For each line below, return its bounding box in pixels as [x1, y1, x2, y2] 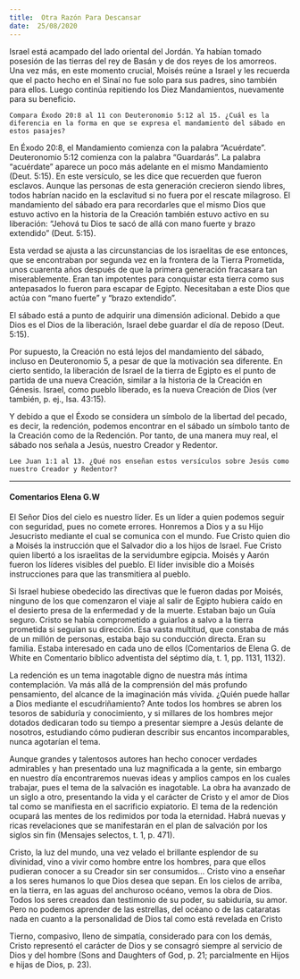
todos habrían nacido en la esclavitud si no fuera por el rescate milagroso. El [9, 190, 291, 200]
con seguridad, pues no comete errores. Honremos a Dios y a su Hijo [9, 520, 263, 532]
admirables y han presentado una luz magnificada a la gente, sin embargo [9, 763, 282, 773]
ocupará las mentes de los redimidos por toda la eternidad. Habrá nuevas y [9, 810, 287, 821]
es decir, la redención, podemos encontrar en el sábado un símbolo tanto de [9, 420, 290, 431]
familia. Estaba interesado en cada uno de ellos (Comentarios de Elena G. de [9, 643, 291, 654]
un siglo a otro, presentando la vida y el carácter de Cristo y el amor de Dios [9, 791, 289, 802]
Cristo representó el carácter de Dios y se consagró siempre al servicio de [9, 940, 283, 950]
